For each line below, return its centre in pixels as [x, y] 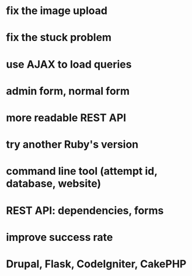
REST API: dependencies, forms [85, 210]
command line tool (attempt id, [82, 171]
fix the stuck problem [59, 38]
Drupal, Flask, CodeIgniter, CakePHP [96, 264]
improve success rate [60, 237]
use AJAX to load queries [69, 64]
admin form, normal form [68, 91]
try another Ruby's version [72, 145]
